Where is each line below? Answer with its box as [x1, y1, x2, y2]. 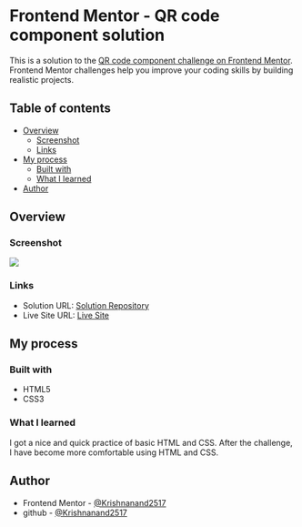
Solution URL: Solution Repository [22, 299, 150, 310]
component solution [9, 25, 166, 46]
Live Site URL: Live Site [22, 309, 110, 320]
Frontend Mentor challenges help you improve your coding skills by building [9, 65, 294, 76]
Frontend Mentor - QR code [9, 5, 220, 26]
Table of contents [9, 101, 111, 117]
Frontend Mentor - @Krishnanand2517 [22, 497, 166, 508]
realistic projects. [9, 74, 75, 85]
